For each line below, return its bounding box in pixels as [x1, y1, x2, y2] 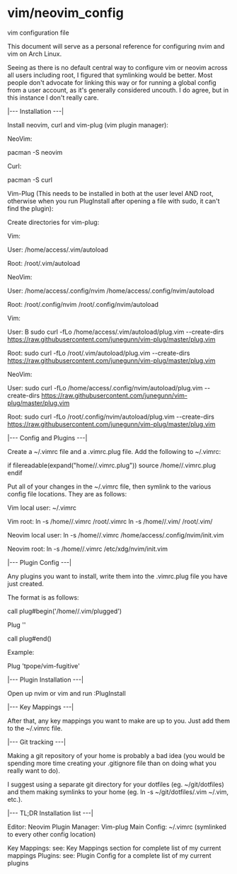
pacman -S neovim [7, 148, 63, 156]
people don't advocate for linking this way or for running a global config [7, 78, 217, 86]
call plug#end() [7, 634, 52, 643]
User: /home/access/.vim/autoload [7, 245, 108, 254]
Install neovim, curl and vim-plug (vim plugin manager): [7, 120, 168, 129]
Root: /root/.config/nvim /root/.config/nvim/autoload [7, 300, 159, 308]
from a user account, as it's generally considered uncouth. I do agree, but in [7, 86, 229, 94]
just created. [7, 579, 44, 588]
